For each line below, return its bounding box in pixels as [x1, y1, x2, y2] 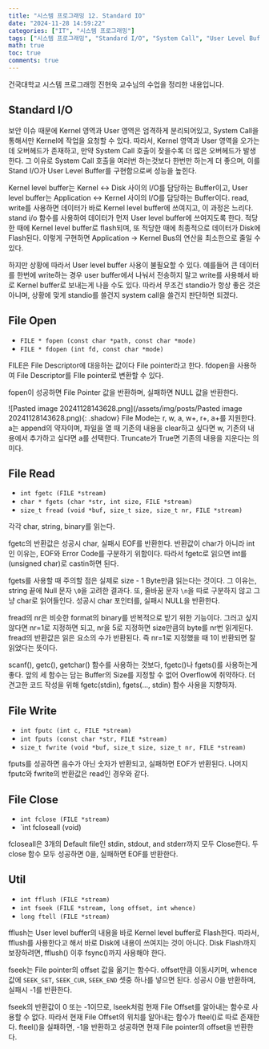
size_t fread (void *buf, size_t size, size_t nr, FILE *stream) [19, 506, 243, 514]
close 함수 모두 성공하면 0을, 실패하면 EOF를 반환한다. [8, 848, 179, 859]
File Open [8, 314, 58, 327]
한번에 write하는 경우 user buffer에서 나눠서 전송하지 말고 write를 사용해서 [16, 270, 251, 279]
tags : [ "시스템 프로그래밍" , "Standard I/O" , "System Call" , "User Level [8, 34, 247, 43]
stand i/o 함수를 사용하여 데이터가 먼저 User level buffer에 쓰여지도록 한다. [8, 213, 243, 222]
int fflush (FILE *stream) [19, 896, 110, 904]
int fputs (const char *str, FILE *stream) [19, 735, 168, 743]
